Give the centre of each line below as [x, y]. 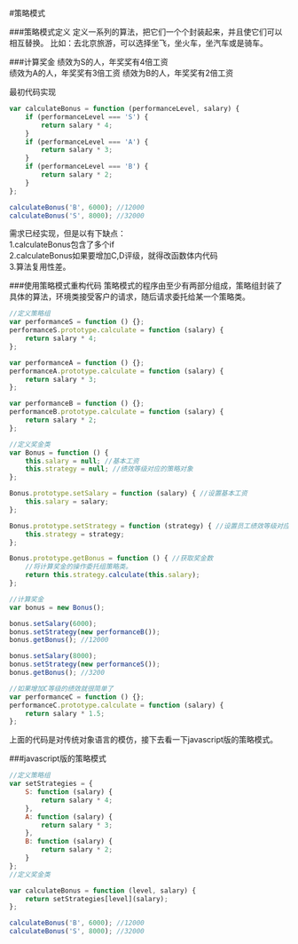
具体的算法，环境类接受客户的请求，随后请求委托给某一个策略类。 [129, 297]
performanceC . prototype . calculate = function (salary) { [117, 705]
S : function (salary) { [69, 792]
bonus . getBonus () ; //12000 [59, 640]
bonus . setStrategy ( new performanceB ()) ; [85, 632]
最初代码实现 [32, 92]
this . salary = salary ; [67, 502]
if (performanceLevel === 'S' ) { [87, 117]
